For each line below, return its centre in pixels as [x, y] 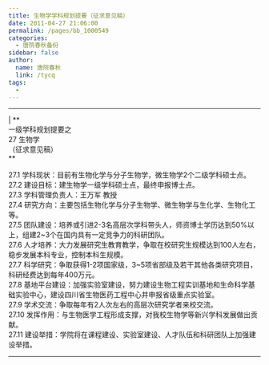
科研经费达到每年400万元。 [54, 275]
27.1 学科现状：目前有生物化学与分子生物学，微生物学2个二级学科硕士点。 [129, 175]
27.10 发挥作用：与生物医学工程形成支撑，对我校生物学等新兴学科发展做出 [129, 315]
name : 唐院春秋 [38, 68]
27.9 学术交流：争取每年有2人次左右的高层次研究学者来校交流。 [113, 305]
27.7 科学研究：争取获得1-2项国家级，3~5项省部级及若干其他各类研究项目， [133, 265]
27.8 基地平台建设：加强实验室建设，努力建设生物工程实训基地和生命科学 [128, 285]
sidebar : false [34, 53]
